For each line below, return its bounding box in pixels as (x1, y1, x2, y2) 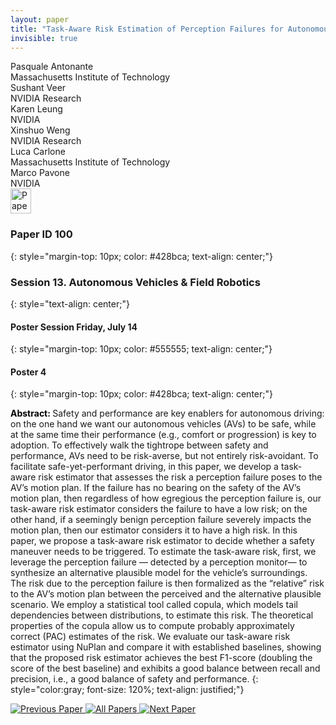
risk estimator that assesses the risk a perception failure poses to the (38, 471, 323, 483)
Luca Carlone (10, 146, 66, 158)
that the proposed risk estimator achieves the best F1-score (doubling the (10, 652, 313, 664)
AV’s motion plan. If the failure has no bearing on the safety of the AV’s (10, 482, 302, 494)
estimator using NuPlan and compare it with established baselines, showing (10, 641, 322, 653)
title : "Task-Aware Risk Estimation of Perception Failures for (10, 24, 284, 34)
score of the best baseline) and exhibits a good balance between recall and (10, 662, 321, 675)
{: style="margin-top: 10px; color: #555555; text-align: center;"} (10, 343, 273, 355)
